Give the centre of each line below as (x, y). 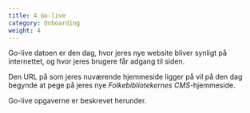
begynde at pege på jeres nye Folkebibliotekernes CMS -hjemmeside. (122, 85)
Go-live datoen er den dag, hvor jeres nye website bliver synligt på (118, 53)
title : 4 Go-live (37, 16)
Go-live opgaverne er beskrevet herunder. (77, 101)
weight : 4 (25, 30)
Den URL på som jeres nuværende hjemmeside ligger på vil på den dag (125, 77)
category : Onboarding (44, 23)
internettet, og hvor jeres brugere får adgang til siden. (97, 61)
